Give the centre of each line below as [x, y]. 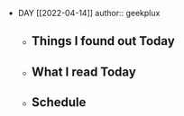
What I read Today [84, 71]
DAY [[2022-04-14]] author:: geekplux [89, 13]
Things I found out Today [103, 41]
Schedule [59, 103]
